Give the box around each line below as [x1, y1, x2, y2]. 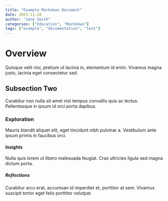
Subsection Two [5, 84, 58, 93]
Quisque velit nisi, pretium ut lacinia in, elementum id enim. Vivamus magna [5, 64, 162, 71]
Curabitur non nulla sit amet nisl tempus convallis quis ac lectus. [5, 98, 139, 104]
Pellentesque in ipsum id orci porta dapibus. [5, 103, 97, 109]
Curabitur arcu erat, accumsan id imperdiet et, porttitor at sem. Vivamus [5, 185, 155, 191]
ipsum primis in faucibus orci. [5, 132, 67, 139]
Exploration [5, 115, 34, 122]
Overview [5, 48, 47, 59]
